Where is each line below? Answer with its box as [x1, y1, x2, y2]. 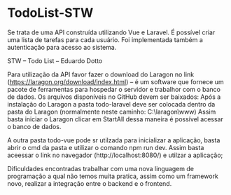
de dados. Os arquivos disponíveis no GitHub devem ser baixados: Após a [7, 93, 221, 101]
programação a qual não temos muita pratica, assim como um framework [7, 172, 219, 180]
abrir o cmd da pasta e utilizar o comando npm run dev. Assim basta [7, 143, 204, 152]
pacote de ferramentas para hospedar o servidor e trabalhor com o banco [7, 85, 220, 93]
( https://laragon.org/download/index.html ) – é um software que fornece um [7, 77, 224, 86]
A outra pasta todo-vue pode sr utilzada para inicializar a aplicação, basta [7, 135, 220, 144]
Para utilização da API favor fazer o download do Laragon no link [7, 70, 195, 79]
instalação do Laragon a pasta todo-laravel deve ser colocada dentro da [7, 100, 216, 108]
